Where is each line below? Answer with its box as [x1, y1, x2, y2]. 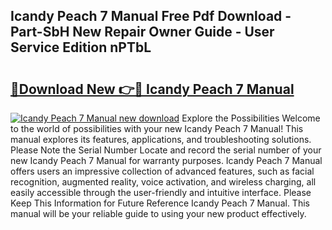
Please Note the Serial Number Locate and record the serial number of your [10, 144, 322, 156]
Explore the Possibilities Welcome [181, 112, 321, 124]
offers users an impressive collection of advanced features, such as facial [10, 165, 315, 177]
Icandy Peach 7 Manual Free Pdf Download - [10, 8, 292, 25]
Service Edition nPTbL [10, 39, 152, 56]
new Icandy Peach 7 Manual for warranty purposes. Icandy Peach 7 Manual [10, 155, 323, 166]
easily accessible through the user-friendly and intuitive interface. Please [10, 187, 312, 198]
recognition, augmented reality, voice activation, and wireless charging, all [10, 176, 317, 188]
